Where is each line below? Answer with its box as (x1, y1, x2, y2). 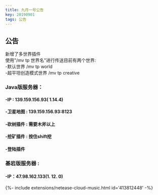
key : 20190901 (5, 12, 35, 17)
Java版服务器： (5, 84, 43, 91)
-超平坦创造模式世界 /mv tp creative (5, 70, 80, 76)
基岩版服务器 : (5, 160, 39, 167)
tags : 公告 (5, 17, 27, 22)
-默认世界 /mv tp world (5, 63, 53, 70)
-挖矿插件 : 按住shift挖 (5, 134, 52, 140)
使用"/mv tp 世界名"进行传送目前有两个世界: (5, 57, 96, 63)
